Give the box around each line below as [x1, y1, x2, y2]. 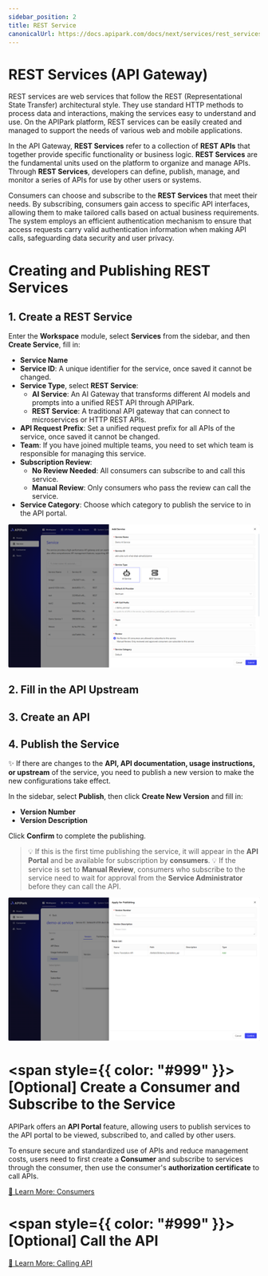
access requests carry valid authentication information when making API [8, 225, 247, 235]
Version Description [19, 816, 88, 825]
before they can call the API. [27, 881, 121, 892]
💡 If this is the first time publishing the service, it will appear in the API [27, 847, 259, 857]
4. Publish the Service [8, 737, 120, 751]
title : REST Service [8, 21, 77, 30]
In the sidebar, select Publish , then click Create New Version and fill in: [8, 792, 243, 801]
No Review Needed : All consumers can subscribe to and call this [31, 466, 246, 475]
